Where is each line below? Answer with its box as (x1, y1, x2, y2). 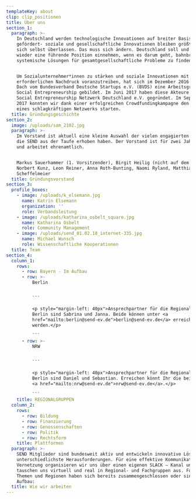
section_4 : (6, 252, 33, 258)
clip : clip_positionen (6, 14, 61, 20)
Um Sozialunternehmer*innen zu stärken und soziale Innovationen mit (16, 73, 190, 79)
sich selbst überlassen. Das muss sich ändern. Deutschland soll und (16, 47, 190, 53)
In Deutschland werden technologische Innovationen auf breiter (16, 36, 176, 42)
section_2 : (6, 117, 33, 123)
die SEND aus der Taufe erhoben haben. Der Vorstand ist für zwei (16, 139, 181, 145)
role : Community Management (21, 225, 90, 231)
